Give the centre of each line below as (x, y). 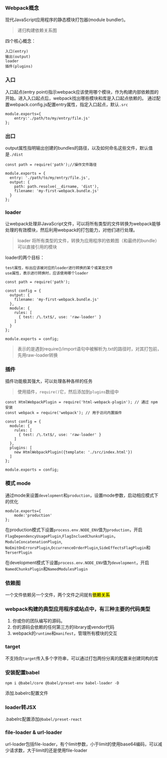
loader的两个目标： (25, 258)
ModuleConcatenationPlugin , (34, 541)
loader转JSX (21, 707)
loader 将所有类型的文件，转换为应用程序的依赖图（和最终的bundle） (88, 241)
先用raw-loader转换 (38, 355)
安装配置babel (22, 672)
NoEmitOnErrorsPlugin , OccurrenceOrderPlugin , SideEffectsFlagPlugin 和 (78, 547)
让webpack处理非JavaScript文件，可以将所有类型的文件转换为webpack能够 (83, 224)
